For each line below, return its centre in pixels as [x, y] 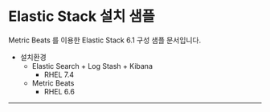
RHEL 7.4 [59, 74]
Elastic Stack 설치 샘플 [82, 16]
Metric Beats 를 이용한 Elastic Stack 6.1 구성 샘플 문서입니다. [105, 40]
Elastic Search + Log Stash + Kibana [92, 66]
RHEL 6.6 [59, 91]
